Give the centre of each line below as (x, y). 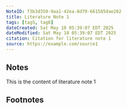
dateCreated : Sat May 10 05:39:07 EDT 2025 (60, 28)
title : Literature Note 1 (37, 17)
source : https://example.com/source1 (52, 44)
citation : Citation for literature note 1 (59, 38)
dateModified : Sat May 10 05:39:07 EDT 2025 (61, 33)
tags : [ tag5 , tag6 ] (30, 22)
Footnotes (25, 100)
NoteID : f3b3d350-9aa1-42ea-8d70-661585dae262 (64, 11)
